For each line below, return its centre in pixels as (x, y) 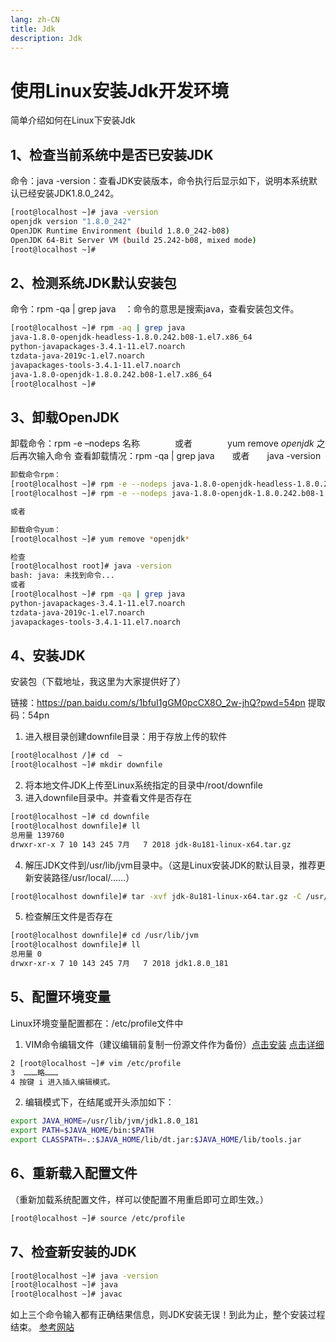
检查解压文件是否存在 (68, 917)
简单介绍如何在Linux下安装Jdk (73, 120)
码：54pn (30, 715)
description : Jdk (46, 38)
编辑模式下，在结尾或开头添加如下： (99, 1102)
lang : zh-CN (35, 19)
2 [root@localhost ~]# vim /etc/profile (96, 1063)
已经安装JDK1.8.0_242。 (69, 193)
